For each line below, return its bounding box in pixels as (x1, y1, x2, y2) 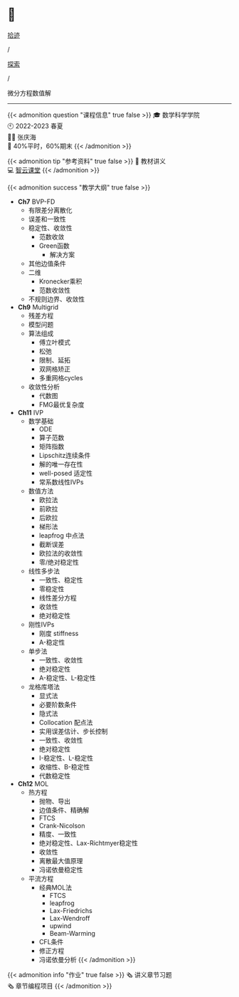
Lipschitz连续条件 (38, 451, 91, 459)
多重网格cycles (38, 373, 83, 382)
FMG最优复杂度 (38, 400, 85, 409)
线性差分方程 (38, 593, 77, 602)
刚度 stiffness (38, 629, 79, 637)
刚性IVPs (28, 620, 55, 629)
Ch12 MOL (17, 779, 49, 788)
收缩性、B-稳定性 (38, 762, 90, 771)
